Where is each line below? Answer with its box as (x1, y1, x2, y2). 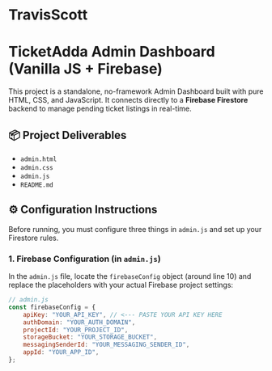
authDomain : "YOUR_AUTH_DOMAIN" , (23, 318, 136, 327)
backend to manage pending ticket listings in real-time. (8, 103, 192, 114)
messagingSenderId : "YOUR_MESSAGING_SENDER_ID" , (23, 341, 190, 349)
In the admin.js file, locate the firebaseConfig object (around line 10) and (8, 272, 252, 281)
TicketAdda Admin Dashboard (8, 43, 216, 61)
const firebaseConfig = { (8, 303, 96, 311)
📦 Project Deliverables (8, 128, 127, 142)
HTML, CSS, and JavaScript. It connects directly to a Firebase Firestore (8, 95, 249, 105)
